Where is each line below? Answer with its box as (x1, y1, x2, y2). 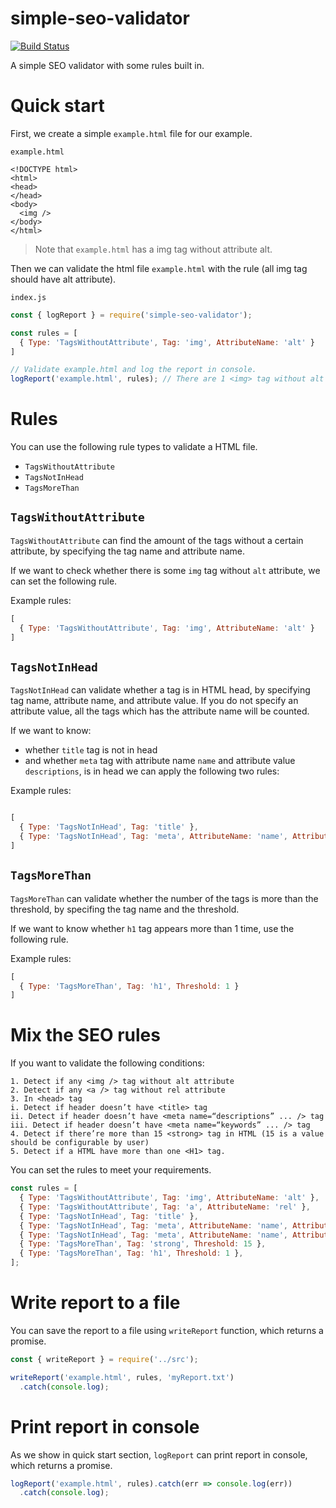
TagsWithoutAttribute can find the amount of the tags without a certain (10, 534, 304, 546)
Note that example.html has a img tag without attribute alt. (34, 243, 273, 255)
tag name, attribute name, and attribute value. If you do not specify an (10, 695, 299, 707)
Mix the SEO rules (10, 1024, 161, 1047)
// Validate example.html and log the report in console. (10, 365, 257, 375)
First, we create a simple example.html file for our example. (10, 127, 253, 139)
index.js (10, 292, 47, 302)
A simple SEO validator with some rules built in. (10, 59, 205, 71)
